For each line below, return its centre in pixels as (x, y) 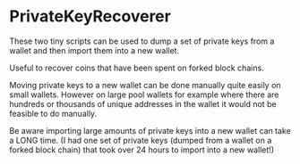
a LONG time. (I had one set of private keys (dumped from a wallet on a (141, 140)
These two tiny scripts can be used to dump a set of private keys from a (142, 41)
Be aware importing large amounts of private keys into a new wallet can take (150, 130)
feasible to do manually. (53, 113)
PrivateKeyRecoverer (90, 16)
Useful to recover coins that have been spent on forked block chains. (137, 68)
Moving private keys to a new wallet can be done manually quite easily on (145, 85)
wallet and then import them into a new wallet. (94, 50)
